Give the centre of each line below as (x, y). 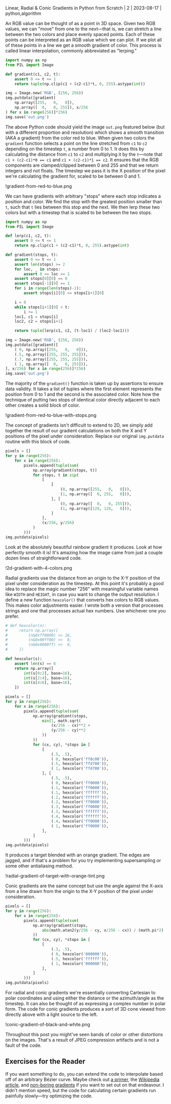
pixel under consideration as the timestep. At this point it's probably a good (84, 583)
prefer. (12, 616)
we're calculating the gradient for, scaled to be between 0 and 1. (73, 176)
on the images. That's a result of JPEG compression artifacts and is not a (82, 1040)
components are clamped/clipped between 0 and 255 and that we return (82, 165)
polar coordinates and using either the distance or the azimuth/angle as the (85, 998)
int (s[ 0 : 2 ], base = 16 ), (48, 673)
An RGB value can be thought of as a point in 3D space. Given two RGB (80, 23)
